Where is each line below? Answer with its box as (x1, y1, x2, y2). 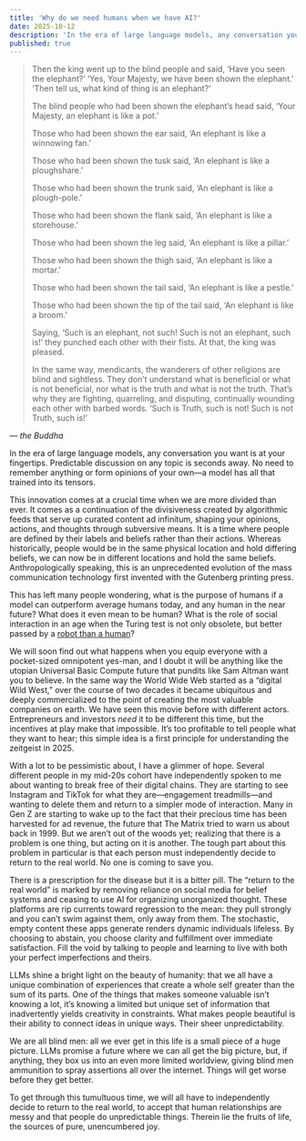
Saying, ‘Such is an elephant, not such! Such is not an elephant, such (31, 327, 291, 338)
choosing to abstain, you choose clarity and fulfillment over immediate (9, 932, 273, 943)
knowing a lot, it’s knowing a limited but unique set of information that (9, 999, 270, 1010)
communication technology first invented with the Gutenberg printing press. (9, 572, 294, 583)
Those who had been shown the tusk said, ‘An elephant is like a (31, 156, 270, 167)
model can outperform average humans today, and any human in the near (9, 599, 286, 610)
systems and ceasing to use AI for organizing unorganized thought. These (9, 894, 288, 905)
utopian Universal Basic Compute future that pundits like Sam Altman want (9, 666, 290, 677)
